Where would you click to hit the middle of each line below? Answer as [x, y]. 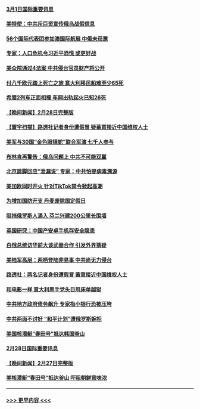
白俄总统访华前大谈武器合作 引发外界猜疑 [57, 245]
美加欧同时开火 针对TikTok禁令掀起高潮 [54, 186]
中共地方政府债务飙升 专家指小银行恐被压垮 [59, 304]
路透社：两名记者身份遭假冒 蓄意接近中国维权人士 [67, 275]
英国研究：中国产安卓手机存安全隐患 [51, 230]
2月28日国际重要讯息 [32, 348]
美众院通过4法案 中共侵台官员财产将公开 [56, 68]
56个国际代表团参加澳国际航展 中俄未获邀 [57, 38]
